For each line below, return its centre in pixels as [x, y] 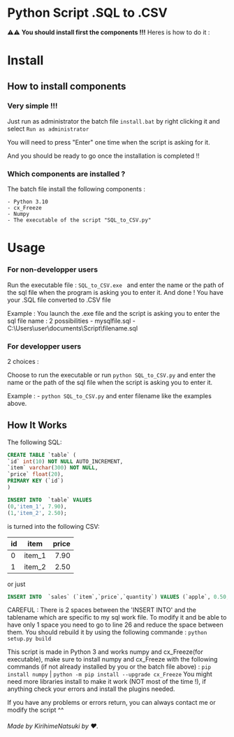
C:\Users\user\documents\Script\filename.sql [73, 328]
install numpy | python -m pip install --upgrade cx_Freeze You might [110, 674]
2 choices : [23, 361]
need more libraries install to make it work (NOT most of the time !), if [107, 682]
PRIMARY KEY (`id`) [36, 481]
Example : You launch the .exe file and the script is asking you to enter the [114, 313]
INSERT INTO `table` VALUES [50, 500]
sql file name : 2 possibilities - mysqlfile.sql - [72, 321]
